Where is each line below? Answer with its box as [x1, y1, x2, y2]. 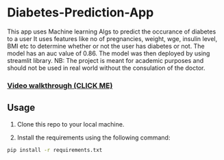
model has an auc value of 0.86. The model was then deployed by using [7, 49, 210, 57]
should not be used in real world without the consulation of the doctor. [7, 64, 206, 72]
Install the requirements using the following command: [16, 133, 171, 142]
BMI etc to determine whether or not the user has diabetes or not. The [7, 42, 205, 50]
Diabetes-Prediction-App [7, 5, 154, 21]
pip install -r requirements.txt [7, 146, 103, 153]
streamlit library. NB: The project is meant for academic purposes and [7, 56, 204, 64]
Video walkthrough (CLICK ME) [7, 81, 113, 90]
